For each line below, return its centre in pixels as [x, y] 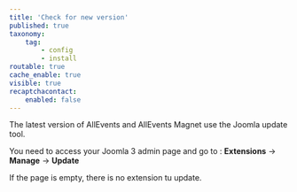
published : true [39, 26]
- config [57, 50]
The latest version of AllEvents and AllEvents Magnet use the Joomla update [148, 125]
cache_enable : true [45, 75]
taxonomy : [27, 34]
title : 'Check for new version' [69, 17]
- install [59, 58]
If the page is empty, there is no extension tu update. [106, 178]
